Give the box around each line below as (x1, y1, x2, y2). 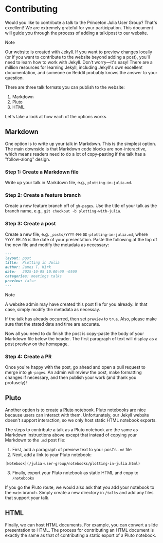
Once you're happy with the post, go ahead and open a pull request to (5, 364, 146, 370)
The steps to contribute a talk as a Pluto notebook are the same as (5, 426, 138, 433)
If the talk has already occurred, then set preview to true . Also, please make (5, 316, 157, 322)
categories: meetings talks (5, 274, 62, 279)
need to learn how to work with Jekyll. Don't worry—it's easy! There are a (5, 59, 153, 65)
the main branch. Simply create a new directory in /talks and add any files (5, 489, 154, 495)
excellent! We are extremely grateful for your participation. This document (5, 24, 153, 30)
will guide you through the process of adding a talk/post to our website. (5, 30, 148, 36)
